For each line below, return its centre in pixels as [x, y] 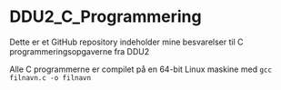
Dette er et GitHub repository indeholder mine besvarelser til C [126, 42]
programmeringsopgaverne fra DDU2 [80, 51]
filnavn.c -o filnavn [50, 78]
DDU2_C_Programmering [105, 17]
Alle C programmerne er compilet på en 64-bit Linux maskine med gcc [141, 69]
